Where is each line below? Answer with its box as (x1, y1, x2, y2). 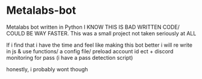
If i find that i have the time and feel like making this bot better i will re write (6, 41, 193, 48)
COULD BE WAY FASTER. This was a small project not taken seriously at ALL (6, 29, 197, 37)
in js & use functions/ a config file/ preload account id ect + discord (6, 47, 174, 54)
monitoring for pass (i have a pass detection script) (6, 54, 133, 61)
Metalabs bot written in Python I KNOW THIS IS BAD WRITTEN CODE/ (6, 23, 180, 31)
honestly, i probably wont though (6, 65, 89, 72)
